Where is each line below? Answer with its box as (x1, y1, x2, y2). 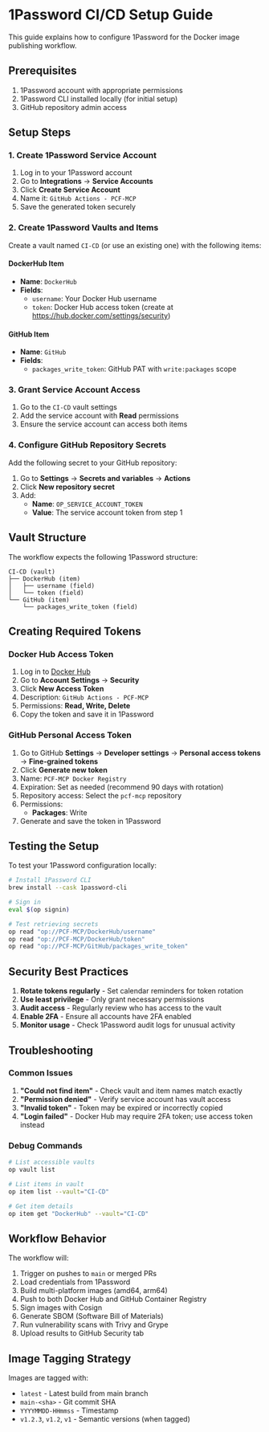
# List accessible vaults (8, 1158, 95, 1166)
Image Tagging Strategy (8, 1352, 132, 1365)
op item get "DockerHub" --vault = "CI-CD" (8, 1210, 149, 1218)
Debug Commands (8, 1140, 83, 1151)
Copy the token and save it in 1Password (19, 709, 154, 720)
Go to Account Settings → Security (19, 675, 140, 685)
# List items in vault (8, 1180, 84, 1188)
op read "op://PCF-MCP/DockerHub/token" (8, 935, 146, 943)
